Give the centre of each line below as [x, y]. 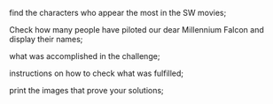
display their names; [46, 39]
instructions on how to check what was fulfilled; [97, 73]
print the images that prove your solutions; [86, 90]
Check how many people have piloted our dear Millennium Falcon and [136, 30]
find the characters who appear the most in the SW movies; [118, 13]
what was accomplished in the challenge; [85, 56]
